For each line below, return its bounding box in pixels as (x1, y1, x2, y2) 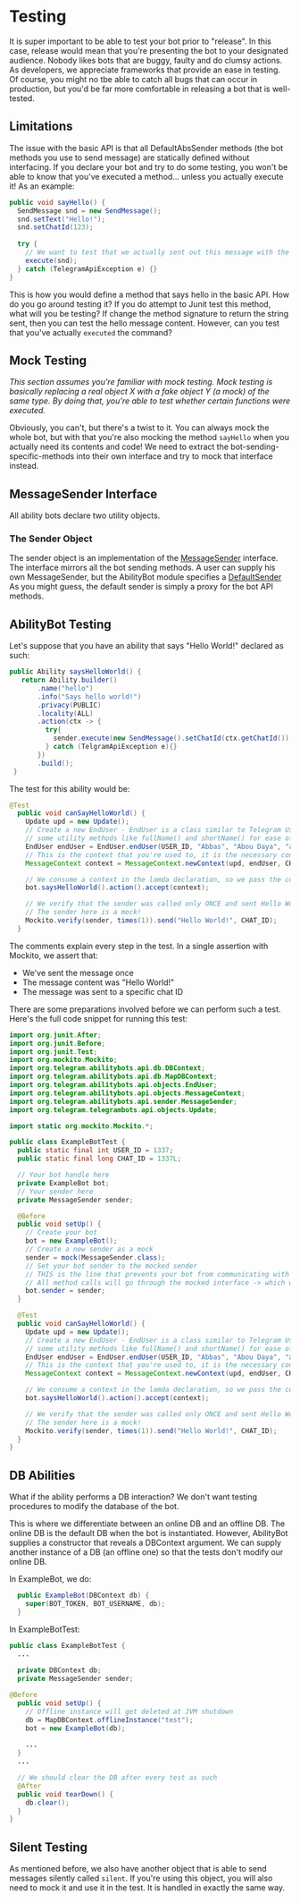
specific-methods (9, 451, 75, 462)
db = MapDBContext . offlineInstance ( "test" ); (25, 1715, 194, 1724)
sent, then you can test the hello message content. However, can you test (9, 318, 279, 328)
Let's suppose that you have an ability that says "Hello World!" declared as (9, 641, 284, 651)
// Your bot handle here (17, 1170, 110, 1180)
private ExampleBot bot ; (17, 1178, 110, 1187)
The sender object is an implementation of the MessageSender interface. (9, 553, 279, 564)
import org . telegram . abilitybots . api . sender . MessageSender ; (9, 1097, 238, 1106)
